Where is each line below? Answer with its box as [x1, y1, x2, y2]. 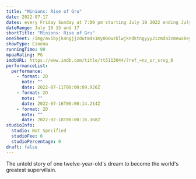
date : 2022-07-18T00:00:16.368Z [21, 117, 100, 123]
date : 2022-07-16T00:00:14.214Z [21, 100, 100, 107]
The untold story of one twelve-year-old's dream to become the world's [6, 160, 179, 167]
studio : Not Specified [11, 128, 66, 134]
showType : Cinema [6, 41, 48, 47]
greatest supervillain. [6, 166, 57, 173]
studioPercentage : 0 [11, 138, 61, 145]
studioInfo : [6, 122, 35, 128]
